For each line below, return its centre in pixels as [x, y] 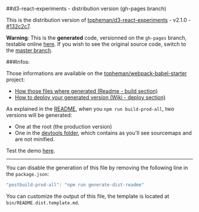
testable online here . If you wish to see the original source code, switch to [96, 44]
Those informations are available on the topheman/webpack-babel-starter [97, 73]
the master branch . [29, 50]
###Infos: [18, 62]
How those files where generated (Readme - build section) [86, 91]
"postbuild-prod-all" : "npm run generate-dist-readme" [75, 185]
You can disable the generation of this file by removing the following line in [97, 168]
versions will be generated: [39, 115]
